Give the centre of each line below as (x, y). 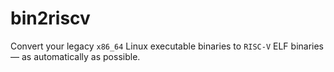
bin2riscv (50, 18)
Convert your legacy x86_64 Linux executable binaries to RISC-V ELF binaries (167, 46)
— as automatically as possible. (75, 56)
